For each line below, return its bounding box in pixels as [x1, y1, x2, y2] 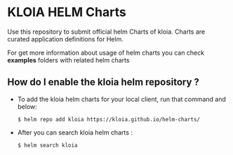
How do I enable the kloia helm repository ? [7, 76, 200, 88]
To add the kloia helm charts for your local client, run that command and [17, 95, 227, 103]
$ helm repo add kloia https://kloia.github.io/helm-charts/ [17, 116, 201, 123]
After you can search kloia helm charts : [17, 128, 133, 137]
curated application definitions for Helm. [7, 34, 124, 43]
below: [17, 102, 37, 111]
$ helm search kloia [17, 142, 78, 149]
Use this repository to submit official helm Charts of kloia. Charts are [7, 27, 206, 36]
